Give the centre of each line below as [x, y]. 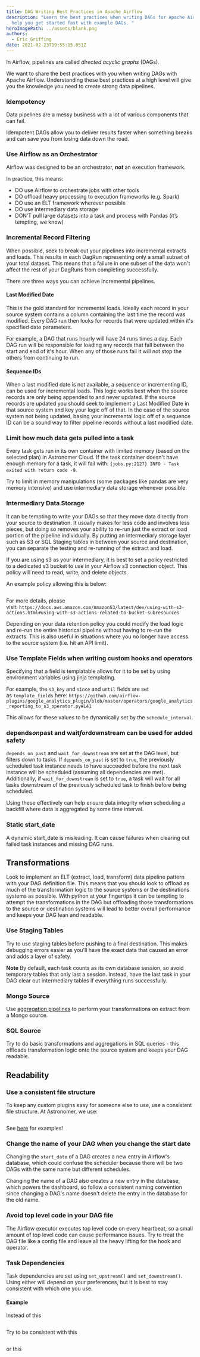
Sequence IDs [24, 371]
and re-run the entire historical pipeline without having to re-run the [89, 630]
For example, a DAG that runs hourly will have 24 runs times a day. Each [94, 338]
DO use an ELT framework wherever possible [70, 203]
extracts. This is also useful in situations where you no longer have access [97, 636]
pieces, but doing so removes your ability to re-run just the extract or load [97, 529]
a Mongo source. [27, 1015]
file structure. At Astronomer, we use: [52, 1112]
